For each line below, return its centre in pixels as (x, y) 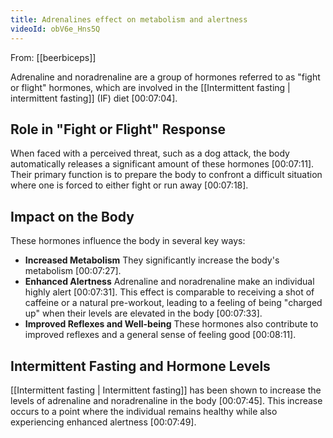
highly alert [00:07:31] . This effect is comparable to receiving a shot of (169, 292)
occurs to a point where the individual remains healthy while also (144, 411)
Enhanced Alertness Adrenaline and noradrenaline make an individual (169, 282)
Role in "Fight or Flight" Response (118, 129)
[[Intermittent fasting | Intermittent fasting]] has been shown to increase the (166, 390)
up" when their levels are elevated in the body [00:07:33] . (143, 313)
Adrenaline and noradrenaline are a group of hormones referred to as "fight (165, 77)
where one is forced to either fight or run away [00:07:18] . (129, 185)
